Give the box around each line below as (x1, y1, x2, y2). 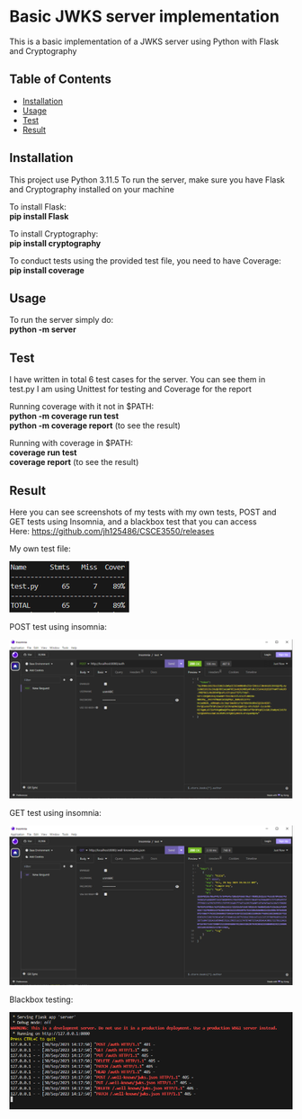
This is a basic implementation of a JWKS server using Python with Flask (9, 36, 280, 47)
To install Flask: (9, 201, 67, 212)
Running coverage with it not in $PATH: (9, 401, 155, 412)
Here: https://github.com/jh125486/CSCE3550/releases (9, 526, 215, 536)
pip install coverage (9, 264, 85, 275)
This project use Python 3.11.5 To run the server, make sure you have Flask (9, 174, 285, 185)
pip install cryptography (9, 237, 102, 248)
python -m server (9, 324, 76, 335)
